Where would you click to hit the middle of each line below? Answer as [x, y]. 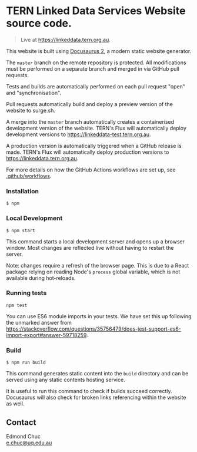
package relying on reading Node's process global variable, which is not [93, 272]
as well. [15, 404]
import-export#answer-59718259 [46, 335]
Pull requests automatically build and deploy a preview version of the [90, 104]
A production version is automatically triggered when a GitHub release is [94, 146]
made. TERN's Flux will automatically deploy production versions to [88, 152]
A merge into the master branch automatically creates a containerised [90, 121]
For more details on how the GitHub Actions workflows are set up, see [91, 170]
